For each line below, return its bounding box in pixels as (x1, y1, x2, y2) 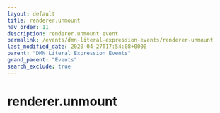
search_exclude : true (7, 63, 71, 70)
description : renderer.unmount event (7, 30, 119, 37)
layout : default (7, 10, 55, 18)
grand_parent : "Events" (7, 56, 78, 64)
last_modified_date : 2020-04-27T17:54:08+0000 (7, 43, 147, 50)
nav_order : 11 (7, 23, 50, 30)
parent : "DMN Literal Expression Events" (7, 50, 132, 57)
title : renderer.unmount (7, 17, 81, 24)
